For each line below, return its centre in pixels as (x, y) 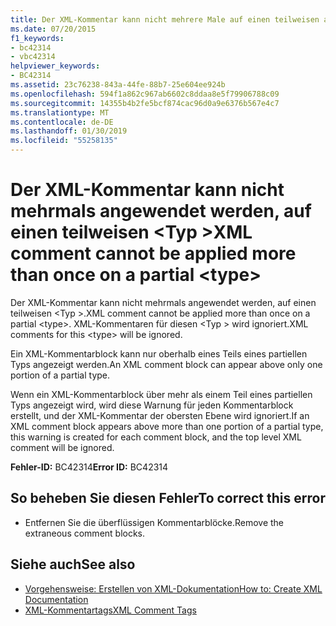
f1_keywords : (37, 38)
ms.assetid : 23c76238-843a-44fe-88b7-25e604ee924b (118, 85)
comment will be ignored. (62, 447)
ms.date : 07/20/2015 (53, 29)
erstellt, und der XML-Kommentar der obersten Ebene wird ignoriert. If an (160, 415)
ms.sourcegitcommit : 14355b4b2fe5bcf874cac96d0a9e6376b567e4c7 (145, 103)
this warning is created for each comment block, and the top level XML (156, 437)
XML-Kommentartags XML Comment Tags (110, 610)
